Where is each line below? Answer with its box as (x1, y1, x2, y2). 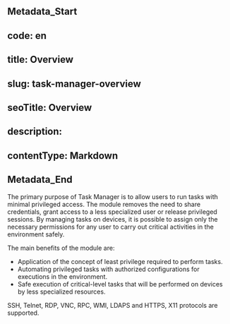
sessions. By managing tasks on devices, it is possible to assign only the (7, 215, 218, 223)
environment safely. (7, 229, 65, 239)
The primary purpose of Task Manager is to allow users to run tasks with (7, 192, 219, 200)
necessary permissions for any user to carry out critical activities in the (7, 222, 214, 231)
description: (7, 126, 62, 138)
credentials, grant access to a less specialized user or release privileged (7, 208, 217, 216)
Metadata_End (7, 174, 73, 186)
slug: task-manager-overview (7, 78, 141, 90)
